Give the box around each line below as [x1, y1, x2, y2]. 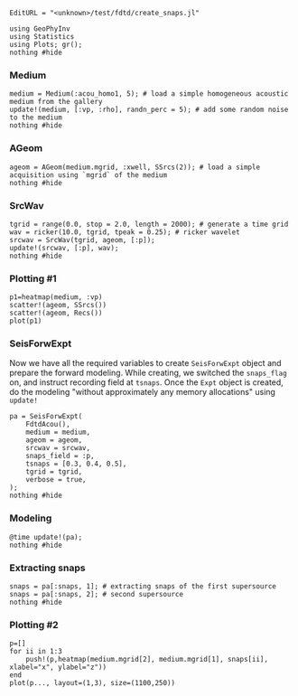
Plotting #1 [9, 272, 57, 285]
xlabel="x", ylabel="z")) [9, 663, 107, 672]
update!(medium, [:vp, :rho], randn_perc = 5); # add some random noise [9, 105, 289, 115]
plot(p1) [9, 316, 42, 325]
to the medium [9, 113, 63, 122]
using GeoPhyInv [9, 24, 70, 33]
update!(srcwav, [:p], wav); [9, 243, 119, 252]
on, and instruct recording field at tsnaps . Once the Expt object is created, [9, 377, 284, 388]
